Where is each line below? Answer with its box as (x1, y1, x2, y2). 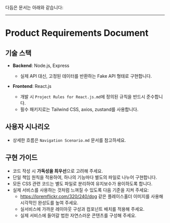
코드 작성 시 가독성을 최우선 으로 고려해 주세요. (12, 168, 103, 174)
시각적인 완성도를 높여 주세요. (20, 200, 78, 206)
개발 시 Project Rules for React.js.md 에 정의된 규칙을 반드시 (20, 93, 146, 100)
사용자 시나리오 (5, 122, 50, 131)
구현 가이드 (5, 153, 38, 162)
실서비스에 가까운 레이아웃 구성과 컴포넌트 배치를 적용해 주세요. (20, 206, 145, 212)
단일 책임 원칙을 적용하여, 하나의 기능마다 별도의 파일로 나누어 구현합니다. (12, 174, 157, 180)
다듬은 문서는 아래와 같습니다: (5, 5, 64, 10)
